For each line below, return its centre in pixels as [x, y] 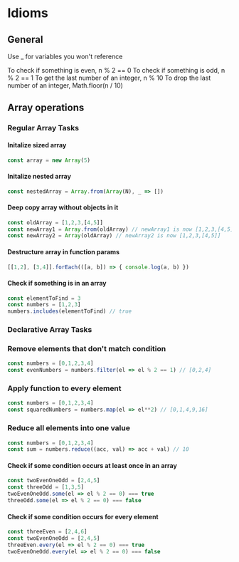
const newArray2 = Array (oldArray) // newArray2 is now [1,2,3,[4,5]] [114, 236]
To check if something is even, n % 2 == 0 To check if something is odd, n [116, 70]
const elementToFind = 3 [44, 298]
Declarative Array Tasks [50, 330]
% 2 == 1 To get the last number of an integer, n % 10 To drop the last [109, 78]
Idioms [28, 13]
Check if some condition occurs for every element [83, 516]
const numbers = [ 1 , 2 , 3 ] [44, 305]
